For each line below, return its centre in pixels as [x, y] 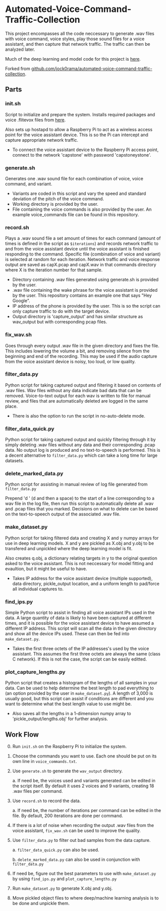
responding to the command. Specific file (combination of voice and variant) [83, 254]
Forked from [18, 69]
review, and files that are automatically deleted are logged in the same [77, 401]
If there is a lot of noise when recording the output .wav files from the [83, 826]
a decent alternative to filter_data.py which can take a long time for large [81, 455]
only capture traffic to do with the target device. [61, 311]
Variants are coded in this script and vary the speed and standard [79, 193]
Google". [21, 301]
